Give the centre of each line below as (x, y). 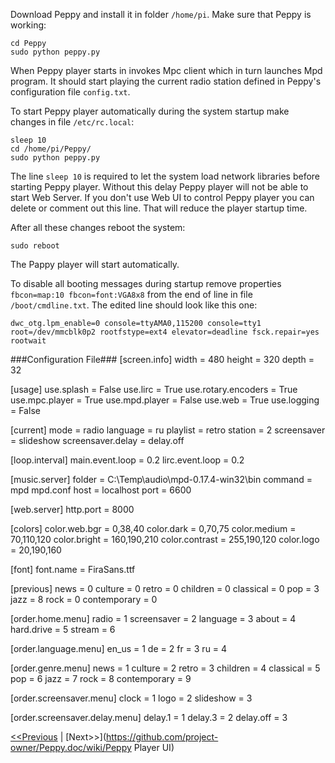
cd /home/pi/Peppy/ (51, 149)
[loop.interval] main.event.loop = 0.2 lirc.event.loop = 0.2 (127, 460)
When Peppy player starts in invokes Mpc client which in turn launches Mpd (166, 70)
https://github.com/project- (162, 737)
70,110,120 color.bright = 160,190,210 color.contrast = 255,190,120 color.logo (165, 539)
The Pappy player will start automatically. (95, 264)
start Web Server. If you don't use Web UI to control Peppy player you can (162, 197)
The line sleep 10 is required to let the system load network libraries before (165, 176)
